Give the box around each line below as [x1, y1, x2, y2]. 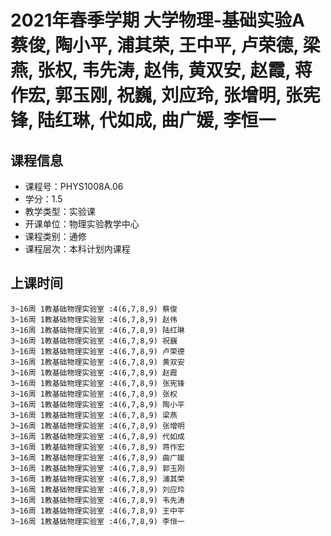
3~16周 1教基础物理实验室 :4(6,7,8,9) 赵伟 [10, 314, 178, 325]
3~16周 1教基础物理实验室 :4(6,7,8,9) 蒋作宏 [10, 442, 185, 452]
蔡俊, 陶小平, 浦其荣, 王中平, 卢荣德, [10, 34, 299, 57]
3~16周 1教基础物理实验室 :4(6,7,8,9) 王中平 [10, 506, 185, 516]
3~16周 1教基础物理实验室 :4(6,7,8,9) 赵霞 [10, 367, 178, 378]
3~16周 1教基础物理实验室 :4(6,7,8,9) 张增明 [10, 421, 185, 431]
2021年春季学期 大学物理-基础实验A [10, 9, 305, 32]
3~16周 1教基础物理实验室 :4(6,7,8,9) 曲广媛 [10, 452, 185, 463]
